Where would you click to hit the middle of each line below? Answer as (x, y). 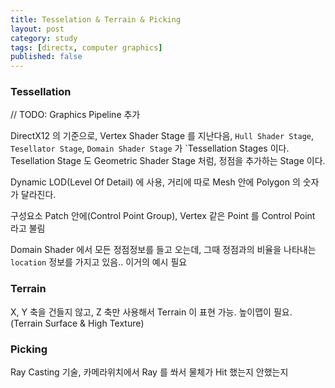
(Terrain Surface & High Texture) (77, 323)
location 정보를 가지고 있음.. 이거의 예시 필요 (99, 262)
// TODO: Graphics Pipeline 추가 (75, 115)
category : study (44, 38)
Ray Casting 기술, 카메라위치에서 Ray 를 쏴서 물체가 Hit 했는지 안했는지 (149, 372)
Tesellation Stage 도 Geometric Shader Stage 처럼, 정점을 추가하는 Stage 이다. (168, 161)
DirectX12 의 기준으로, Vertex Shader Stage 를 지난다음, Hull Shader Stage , (162, 136)
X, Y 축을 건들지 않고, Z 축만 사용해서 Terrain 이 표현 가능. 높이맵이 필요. (151, 312)
